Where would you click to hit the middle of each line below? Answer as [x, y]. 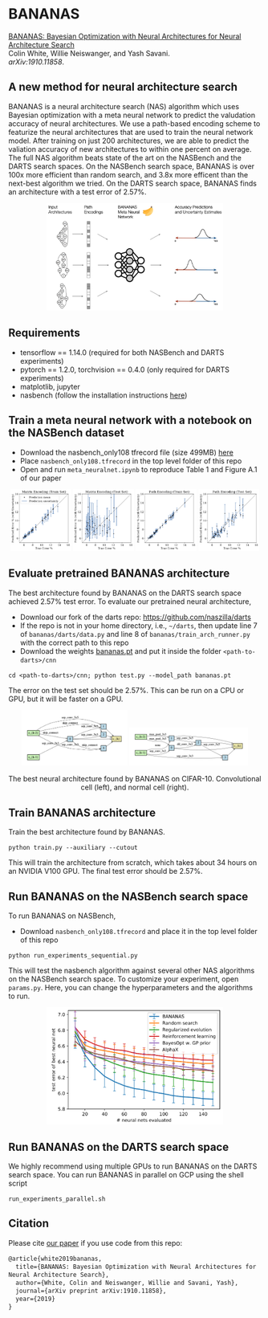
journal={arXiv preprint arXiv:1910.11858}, [91, 1291]
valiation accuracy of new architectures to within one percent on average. [130, 149]
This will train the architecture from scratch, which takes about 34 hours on [133, 863]
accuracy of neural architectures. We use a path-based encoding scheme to [134, 123]
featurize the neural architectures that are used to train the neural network [131, 132]
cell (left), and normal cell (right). [135, 787]
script [18, 1183]
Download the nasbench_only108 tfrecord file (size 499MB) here [127, 452]
